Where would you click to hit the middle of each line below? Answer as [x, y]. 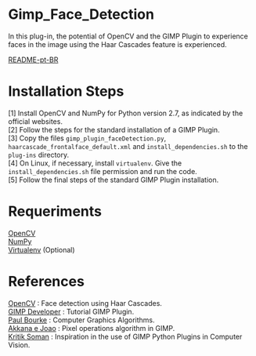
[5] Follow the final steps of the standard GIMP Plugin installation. [114, 180]
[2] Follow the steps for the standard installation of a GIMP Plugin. [114, 129]
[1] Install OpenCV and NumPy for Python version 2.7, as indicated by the [126, 113]
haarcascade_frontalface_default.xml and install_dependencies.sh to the [128, 146]
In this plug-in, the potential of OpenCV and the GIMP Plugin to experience [128, 36]
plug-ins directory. [38, 154]
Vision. [19, 345]
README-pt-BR [33, 60]
